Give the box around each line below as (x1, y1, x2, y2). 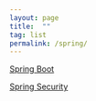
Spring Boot (9, 64, 55, 75)
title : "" (9, 22, 51, 31)
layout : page (9, 13, 59, 23)
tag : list (9, 30, 48, 39)
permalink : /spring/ (9, 38, 89, 48)
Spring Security (9, 81, 69, 92)
